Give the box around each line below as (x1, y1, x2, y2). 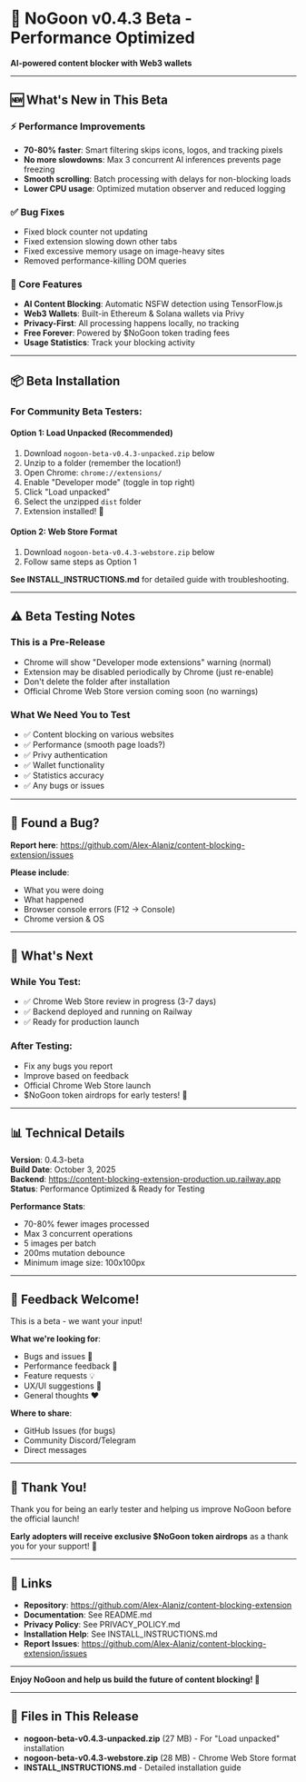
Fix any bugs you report (23, 1060, 113, 1071)
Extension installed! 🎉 (23, 505, 104, 516)
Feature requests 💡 (23, 1370, 95, 1381)
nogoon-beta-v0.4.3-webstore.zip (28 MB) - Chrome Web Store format (23, 1752, 297, 1763)
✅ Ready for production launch (23, 1017, 140, 1028)
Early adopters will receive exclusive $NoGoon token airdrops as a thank (10, 1531, 289, 1542)
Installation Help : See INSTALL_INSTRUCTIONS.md (23, 1628, 218, 1639)
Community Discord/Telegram (23, 1435, 137, 1446)
